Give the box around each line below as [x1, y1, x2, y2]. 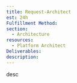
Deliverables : [6, 48, 42, 55]
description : [6, 54, 39, 60]
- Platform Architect [11, 43, 66, 49]
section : [6, 25, 28, 32]
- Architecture [11, 32, 50, 38]
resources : [6, 37, 34, 43]
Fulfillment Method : [6, 20, 58, 26]
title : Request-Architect [6, 8, 71, 15]
